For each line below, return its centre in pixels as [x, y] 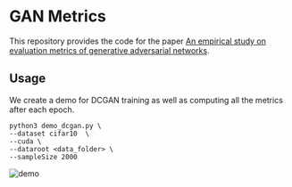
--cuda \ [25, 141]
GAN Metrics [58, 16]
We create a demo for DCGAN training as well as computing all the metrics [146, 100]
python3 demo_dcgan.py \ [55, 126]
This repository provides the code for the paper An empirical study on [138, 41]
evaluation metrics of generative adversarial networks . [109, 50]
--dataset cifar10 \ [50, 134]
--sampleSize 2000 [43, 157]
